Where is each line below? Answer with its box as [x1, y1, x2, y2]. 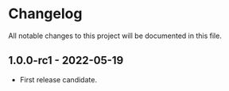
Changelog [8, 5, 83, 23]
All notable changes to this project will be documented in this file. [8, 31, 223, 40]
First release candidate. [19, 74, 98, 84]
